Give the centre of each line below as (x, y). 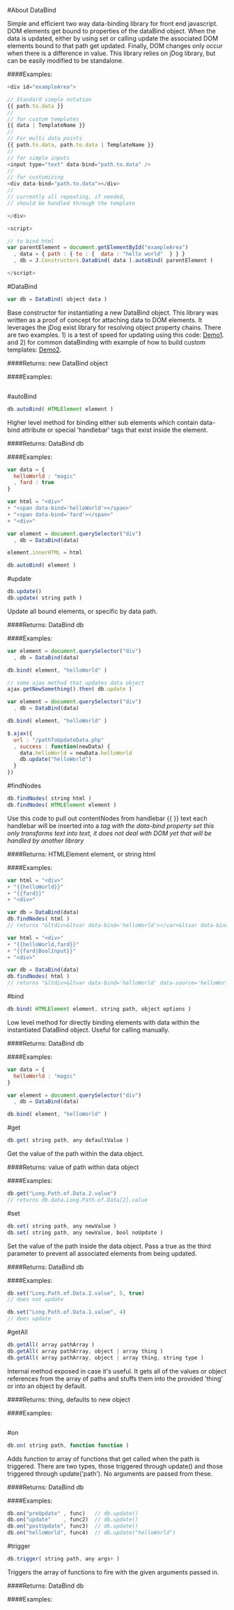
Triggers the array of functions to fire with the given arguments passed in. (113, 1572)
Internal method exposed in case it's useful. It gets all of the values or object (117, 1371)
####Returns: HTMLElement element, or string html (81, 854)
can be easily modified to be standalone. (65, 61)
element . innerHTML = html (45, 553)
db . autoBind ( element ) (42, 565)
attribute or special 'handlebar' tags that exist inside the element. (115, 430)
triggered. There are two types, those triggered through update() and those (115, 1466)
